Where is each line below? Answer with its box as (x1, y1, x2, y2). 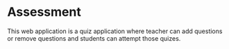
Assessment (7, 4, 81, 20)
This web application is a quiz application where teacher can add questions (7, 27, 223, 35)
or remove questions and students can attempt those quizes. (7, 34, 181, 42)
